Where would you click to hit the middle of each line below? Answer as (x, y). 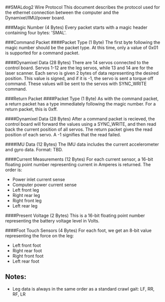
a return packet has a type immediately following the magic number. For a (81, 104)
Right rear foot (27, 251)
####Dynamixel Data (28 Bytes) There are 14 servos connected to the (77, 62)
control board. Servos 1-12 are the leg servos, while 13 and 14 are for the (79, 68)
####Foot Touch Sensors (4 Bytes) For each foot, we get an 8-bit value (78, 230)
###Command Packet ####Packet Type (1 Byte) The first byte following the (83, 42)
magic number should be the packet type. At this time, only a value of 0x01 (82, 48)
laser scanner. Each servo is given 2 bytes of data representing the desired (82, 73)
